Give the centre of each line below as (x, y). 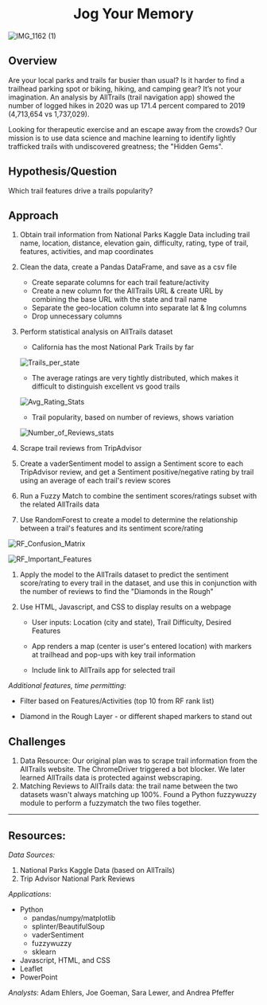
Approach (33, 215)
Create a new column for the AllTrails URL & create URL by (128, 291)
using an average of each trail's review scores (95, 481)
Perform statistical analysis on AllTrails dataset (96, 332)
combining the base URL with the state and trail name (119, 299)
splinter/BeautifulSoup (68, 926)
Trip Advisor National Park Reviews (77, 878)
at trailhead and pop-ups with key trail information (114, 655)
